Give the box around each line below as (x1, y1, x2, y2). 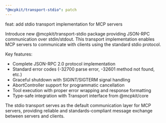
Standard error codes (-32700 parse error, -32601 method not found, (12, 66, 155, 72)
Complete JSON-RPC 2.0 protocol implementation (12, 60, 116, 66)
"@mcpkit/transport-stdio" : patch (5, 7, 77, 12)
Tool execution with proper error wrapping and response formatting (12, 87, 151, 93)
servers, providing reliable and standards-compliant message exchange (5, 107, 153, 113)
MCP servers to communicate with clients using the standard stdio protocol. (5, 41, 161, 47)
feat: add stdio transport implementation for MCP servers (5, 21, 123, 27)
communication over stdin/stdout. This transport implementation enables (5, 36, 155, 42)
